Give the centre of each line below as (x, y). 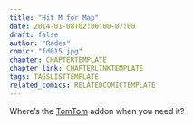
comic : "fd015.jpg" (46, 52)
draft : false (34, 34)
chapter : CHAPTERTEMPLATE (58, 60)
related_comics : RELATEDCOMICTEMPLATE (82, 85)
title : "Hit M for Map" (54, 18)
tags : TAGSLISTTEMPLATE (54, 77)
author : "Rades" (40, 43)
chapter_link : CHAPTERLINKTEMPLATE (77, 69)
